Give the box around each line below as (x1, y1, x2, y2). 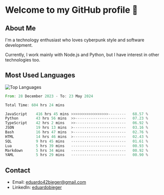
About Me (5, 24, 36, 32)
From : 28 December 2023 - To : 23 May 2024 (5, 93, 93, 99)
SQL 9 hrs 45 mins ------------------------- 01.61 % (5, 139, 148, 144)
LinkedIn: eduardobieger (12, 184, 62, 191)
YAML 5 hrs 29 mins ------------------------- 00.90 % (5, 152, 148, 158)
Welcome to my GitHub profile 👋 (5, 4, 138, 16)
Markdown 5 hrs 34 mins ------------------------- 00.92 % (5, 148, 148, 153)
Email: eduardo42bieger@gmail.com (12, 179, 86, 185)
